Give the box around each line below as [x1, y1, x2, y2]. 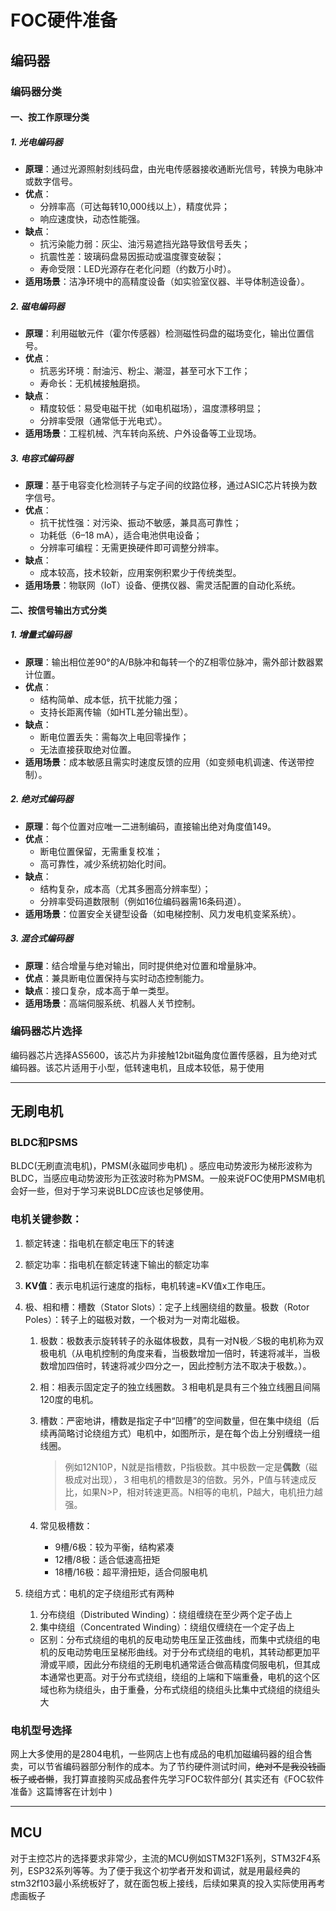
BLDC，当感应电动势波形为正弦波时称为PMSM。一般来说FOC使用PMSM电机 [10, 1172, 326, 1185]
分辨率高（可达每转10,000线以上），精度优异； [39, 201, 230, 213]
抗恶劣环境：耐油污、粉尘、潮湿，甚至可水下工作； [39, 365, 251, 377]
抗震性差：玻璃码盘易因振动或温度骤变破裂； [39, 251, 225, 263]
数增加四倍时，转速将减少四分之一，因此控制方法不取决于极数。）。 [39, 1359, 312, 1371]
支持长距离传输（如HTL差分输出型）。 [39, 706, 193, 718]
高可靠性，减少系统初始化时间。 [39, 857, 172, 870]
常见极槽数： [39, 1519, 93, 1531]
